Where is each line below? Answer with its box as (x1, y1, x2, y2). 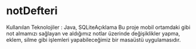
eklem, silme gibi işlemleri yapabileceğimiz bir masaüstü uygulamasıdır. (6, 36, 181, 43)
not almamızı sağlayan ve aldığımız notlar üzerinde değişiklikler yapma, (6, 30, 181, 37)
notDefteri (6, 4, 58, 18)
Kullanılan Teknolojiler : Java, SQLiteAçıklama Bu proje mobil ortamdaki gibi (6, 24, 191, 31)
